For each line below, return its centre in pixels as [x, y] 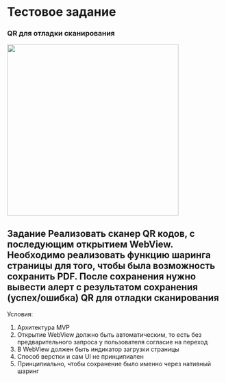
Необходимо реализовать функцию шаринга [109, 255]
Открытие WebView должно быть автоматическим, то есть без [109, 335]
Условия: [20, 314]
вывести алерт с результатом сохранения [103, 287]
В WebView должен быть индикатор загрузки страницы [98, 349]
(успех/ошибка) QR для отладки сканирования [113, 297]
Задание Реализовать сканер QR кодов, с [101, 233]
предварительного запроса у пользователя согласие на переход [112, 342]
